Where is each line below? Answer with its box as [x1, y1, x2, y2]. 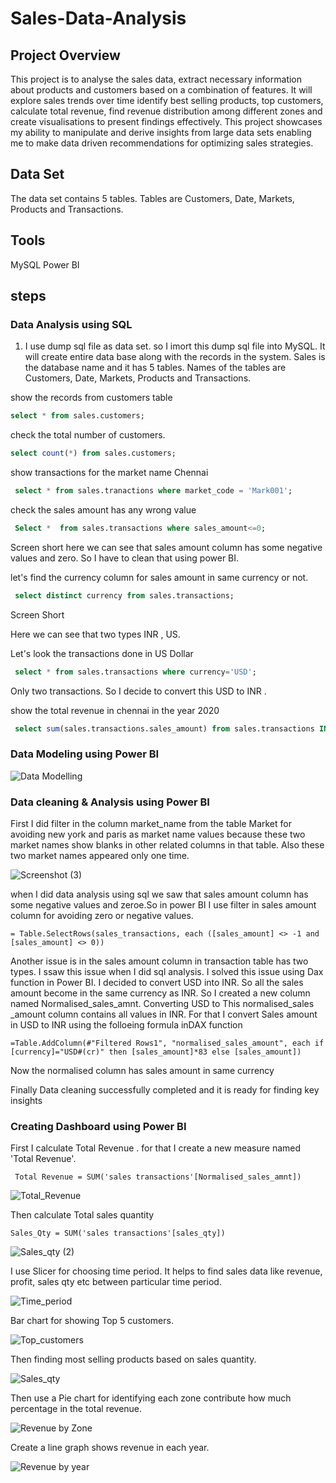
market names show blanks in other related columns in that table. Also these [10, 839, 325, 851]
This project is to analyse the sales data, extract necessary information [10, 73, 303, 85]
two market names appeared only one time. [10, 850, 190, 862]
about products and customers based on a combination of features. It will [10, 84, 313, 96]
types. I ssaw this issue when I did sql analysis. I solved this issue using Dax [10, 966, 324, 978]
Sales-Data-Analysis [10, 7, 187, 30]
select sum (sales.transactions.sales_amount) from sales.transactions [14, 723, 315, 734]
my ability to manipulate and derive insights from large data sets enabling [10, 127, 312, 138]
